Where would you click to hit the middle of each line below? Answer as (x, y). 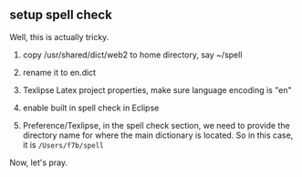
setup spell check (61, 15)
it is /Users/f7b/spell (63, 144)
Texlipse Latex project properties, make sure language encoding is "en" (157, 89)
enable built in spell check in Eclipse (91, 108)
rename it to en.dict (59, 72)
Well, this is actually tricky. (59, 36)
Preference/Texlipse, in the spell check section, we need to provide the (156, 125)
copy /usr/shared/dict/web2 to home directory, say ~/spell (132, 55)
